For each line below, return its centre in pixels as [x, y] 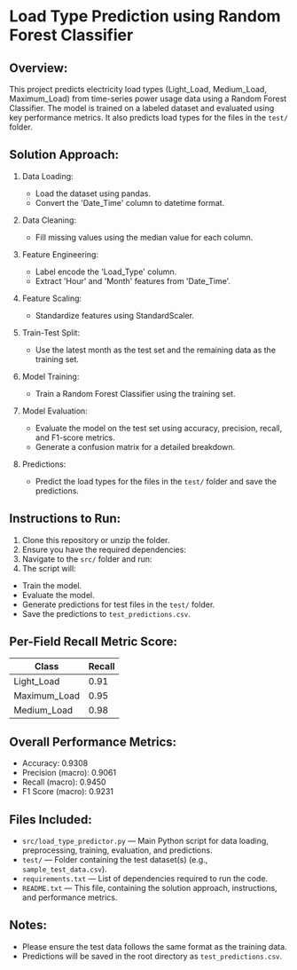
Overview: [39, 68]
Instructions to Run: [65, 519]
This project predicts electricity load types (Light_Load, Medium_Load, [138, 89]
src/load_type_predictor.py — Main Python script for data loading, [145, 841]
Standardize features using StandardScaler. [115, 315]
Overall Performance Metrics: [93, 741]
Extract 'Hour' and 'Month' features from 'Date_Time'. [133, 280]
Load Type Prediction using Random [145, 16]
